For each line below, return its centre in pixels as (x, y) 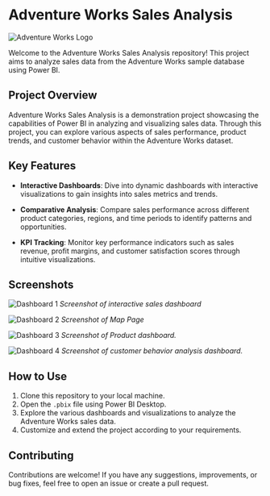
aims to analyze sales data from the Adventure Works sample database (127, 61)
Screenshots (41, 284)
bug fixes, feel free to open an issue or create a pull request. (109, 483)
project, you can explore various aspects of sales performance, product (128, 131)
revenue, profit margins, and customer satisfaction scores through (130, 251)
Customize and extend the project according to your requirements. (131, 430)
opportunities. (43, 227)
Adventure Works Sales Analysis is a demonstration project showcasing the (134, 115)
